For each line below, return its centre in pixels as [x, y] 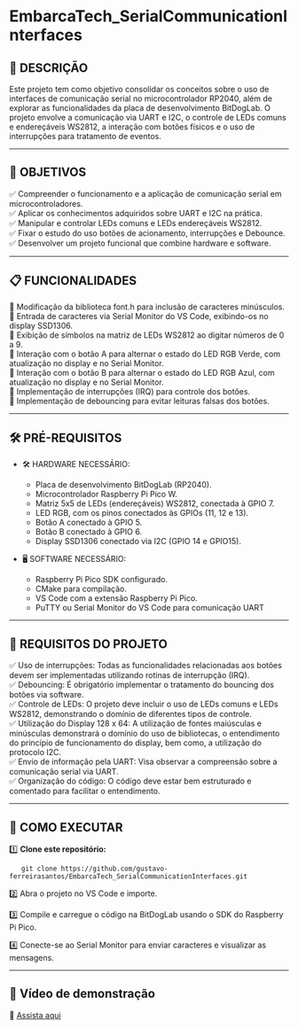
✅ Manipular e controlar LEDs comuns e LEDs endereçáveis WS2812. [136, 222]
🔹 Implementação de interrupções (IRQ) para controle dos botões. [130, 391]
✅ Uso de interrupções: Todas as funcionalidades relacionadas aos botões [145, 666]
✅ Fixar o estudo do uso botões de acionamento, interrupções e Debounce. [147, 233]
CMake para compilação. [81, 589]
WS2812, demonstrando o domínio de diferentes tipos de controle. [131, 714]
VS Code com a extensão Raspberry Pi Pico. [116, 598]
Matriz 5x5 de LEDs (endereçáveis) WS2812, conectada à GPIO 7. [155, 503]
